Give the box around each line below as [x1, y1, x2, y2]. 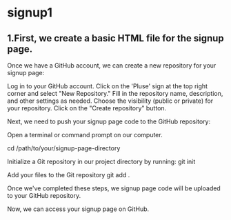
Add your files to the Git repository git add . [7, 171, 130, 179]
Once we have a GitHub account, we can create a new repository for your [7, 61, 217, 70]
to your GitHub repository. [7, 192, 81, 199]
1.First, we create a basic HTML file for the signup [7, 32, 224, 44]
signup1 [7, 5, 53, 21]
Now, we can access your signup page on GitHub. [7, 205, 150, 213]
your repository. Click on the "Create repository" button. [7, 104, 167, 112]
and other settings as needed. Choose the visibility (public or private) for [7, 97, 214, 105]
